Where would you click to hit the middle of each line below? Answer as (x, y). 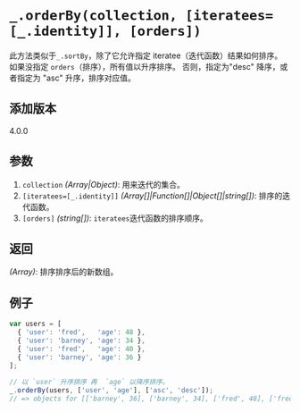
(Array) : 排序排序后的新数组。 (64, 272)
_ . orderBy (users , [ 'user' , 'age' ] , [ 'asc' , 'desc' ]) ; (112, 391)
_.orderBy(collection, (93, 16)
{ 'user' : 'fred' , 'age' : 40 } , (81, 349)
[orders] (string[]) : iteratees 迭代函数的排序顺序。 (115, 218)
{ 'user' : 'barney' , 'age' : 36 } (79, 357)
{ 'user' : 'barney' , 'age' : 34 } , (81, 341)
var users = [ (36, 324)
